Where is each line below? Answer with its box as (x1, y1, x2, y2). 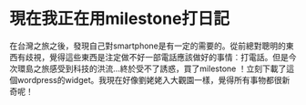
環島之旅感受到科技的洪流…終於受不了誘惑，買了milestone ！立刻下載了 (16, 63, 287, 74)
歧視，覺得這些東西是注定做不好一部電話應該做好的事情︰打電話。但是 (25, 51, 289, 62)
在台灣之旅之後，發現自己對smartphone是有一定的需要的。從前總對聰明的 (9, 40, 287, 51)
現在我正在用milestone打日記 (9, 8, 230, 29)
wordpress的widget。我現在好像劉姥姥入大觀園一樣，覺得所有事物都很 (16, 74, 282, 85)
